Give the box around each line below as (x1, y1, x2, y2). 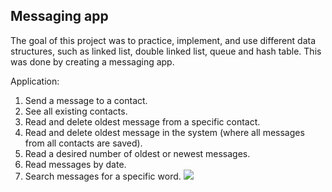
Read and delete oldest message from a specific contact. (24, 115, 261, 128)
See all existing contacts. (24, 105, 128, 117)
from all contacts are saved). (24, 137, 143, 149)
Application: (10, 75, 60, 87)
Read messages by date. (24, 158, 127, 170)
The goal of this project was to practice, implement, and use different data (10, 34, 317, 46)
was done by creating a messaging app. (10, 55, 175, 68)
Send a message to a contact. (24, 94, 148, 106)
